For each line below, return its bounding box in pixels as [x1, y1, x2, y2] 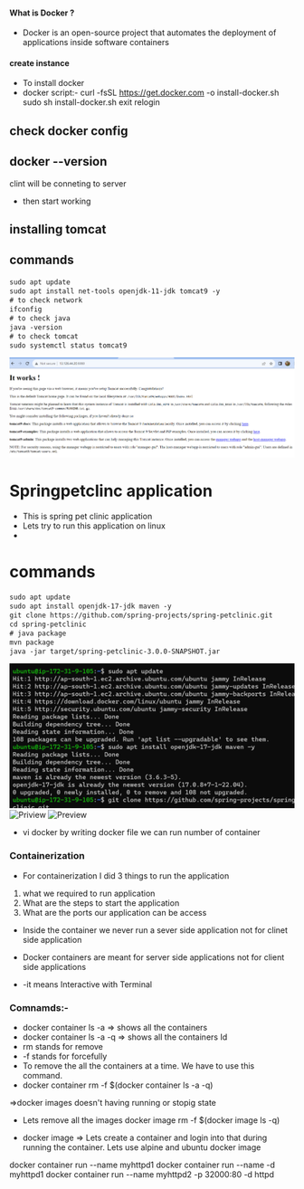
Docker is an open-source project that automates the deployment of [22, 27, 277, 38]
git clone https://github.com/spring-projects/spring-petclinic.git [9, 611, 273, 620]
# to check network [9, 295, 83, 305]
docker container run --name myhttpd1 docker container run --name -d [9, 1159, 276, 1171]
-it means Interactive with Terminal [22, 978, 153, 990]
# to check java [9, 313, 71, 323]
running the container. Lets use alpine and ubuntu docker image [22, 1142, 261, 1153]
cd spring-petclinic [9, 620, 88, 629]
